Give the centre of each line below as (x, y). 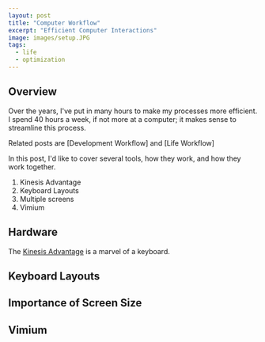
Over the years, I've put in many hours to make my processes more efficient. (133, 111)
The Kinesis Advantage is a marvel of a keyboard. (89, 251)
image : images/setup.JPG (49, 38)
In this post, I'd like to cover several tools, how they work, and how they (125, 158)
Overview (33, 92)
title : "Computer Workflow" (55, 23)
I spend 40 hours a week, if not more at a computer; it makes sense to (123, 119)
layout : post (30, 15)
